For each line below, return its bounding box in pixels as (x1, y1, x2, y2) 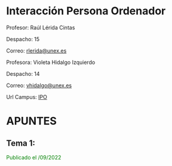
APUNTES (6, 115, 57, 128)
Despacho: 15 (6, 35, 40, 42)
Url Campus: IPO (6, 93, 48, 100)
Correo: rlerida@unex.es (6, 47, 67, 54)
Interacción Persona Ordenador (6, 4, 166, 18)
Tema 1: (6, 138, 36, 148)
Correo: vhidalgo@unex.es (6, 82, 72, 89)
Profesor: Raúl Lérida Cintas (6, 24, 75, 31)
